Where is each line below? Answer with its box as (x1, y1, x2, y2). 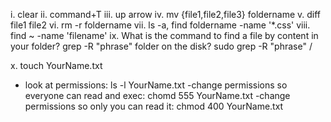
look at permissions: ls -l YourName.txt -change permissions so (24, 79, 288, 91)
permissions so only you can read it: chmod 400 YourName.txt (24, 100, 284, 112)
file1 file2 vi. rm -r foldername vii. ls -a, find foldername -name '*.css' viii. (10, 19, 311, 31)
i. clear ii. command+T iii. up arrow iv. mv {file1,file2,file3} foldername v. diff (10, 9, 322, 20)
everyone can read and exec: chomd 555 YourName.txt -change (24, 90, 291, 101)
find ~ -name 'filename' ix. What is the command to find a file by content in (10, 30, 319, 41)
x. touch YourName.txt (10, 60, 103, 71)
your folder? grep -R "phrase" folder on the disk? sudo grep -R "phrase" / (10, 40, 313, 52)
